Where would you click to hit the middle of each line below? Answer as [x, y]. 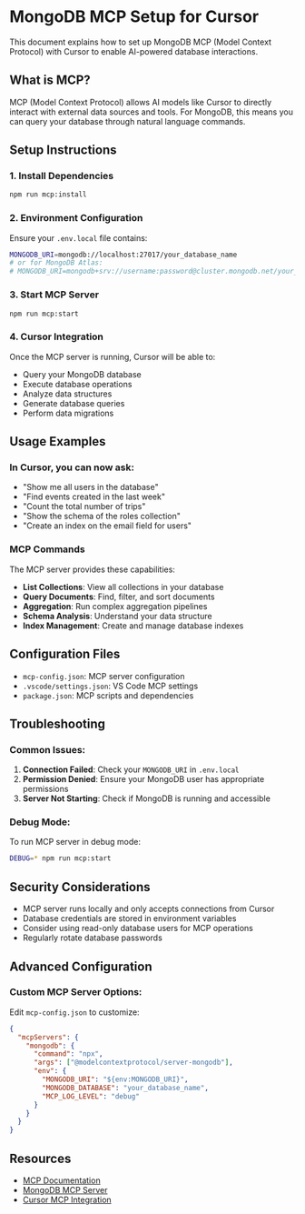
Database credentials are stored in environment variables [129, 918]
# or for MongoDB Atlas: [56, 263]
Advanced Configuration [81, 966]
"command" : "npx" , [68, 1054]
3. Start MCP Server [54, 295]
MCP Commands [47, 549]
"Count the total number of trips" [84, 507]
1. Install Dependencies [62, 176]
